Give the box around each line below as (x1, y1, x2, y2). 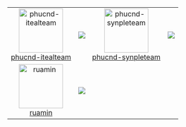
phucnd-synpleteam (92, 52, 161, 62)
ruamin (29, 108, 53, 117)
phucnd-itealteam (11, 52, 72, 62)
